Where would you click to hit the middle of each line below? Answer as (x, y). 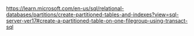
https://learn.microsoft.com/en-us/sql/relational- (65, 8)
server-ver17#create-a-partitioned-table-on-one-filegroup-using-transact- (97, 21)
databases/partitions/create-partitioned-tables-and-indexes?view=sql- (93, 15)
